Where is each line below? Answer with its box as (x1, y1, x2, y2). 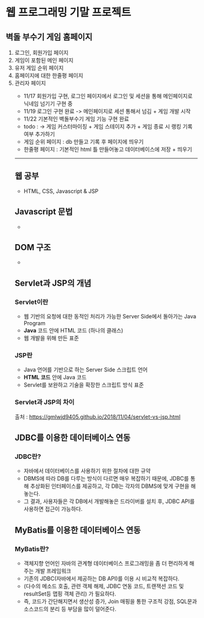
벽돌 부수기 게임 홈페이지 (5, 32, 93, 42)
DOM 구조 (14, 242, 51, 253)
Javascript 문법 (14, 206, 73, 217)
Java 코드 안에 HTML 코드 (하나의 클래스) (23, 327, 124, 334)
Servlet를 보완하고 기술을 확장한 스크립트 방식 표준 (23, 381, 144, 388)
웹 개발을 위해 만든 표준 (23, 334, 80, 342)
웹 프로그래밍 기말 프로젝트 (5, 5, 132, 19)
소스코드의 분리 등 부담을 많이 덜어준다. (23, 605, 117, 613)
